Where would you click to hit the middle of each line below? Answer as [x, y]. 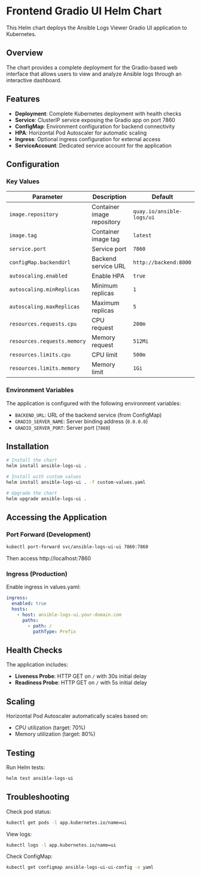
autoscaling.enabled [38, 276]
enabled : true [29, 604]
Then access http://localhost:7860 [49, 558]
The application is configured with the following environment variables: [94, 403]
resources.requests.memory [48, 341]
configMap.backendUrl [40, 263]
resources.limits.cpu [40, 355]
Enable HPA [108, 276]
